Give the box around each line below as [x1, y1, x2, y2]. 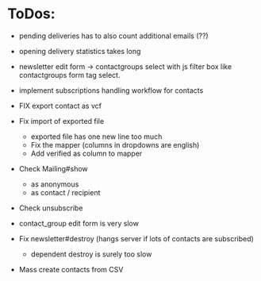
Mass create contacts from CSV [18, 264, 124, 274]
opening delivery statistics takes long [18, 46, 141, 56]
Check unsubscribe [18, 203, 83, 213]
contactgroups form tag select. [18, 70, 121, 79]
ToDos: [7, 5, 56, 23]
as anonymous [30, 179, 79, 189]
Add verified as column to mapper [30, 148, 143, 158]
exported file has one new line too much [30, 132, 163, 141]
